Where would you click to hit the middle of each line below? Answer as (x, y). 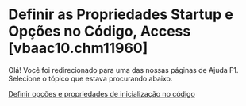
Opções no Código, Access (100, 31)
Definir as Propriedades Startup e (121, 15)
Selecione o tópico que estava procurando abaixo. (90, 78)
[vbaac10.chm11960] (78, 48)
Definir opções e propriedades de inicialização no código (102, 93)
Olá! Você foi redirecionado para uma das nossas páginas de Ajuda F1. (123, 70)
